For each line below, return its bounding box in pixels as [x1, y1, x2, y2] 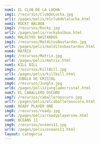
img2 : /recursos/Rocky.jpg [4, 26, 60, 31]
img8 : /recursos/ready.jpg [4, 108, 60, 114]
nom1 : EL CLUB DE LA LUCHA [4, 7, 60, 12]
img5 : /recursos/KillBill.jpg [4, 67, 67, 72]
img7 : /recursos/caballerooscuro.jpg [4, 95, 82, 99]
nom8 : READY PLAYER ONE [4, 104, 54, 109]
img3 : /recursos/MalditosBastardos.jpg [4, 40, 87, 45]
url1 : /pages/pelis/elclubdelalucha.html [4, 16, 91, 21]
